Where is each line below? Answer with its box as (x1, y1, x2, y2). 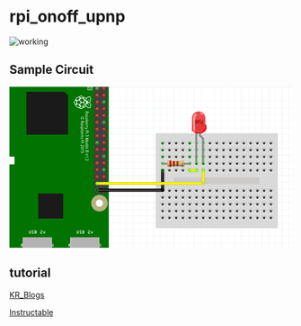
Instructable (9, 306, 54, 317)
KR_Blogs (9, 289, 45, 300)
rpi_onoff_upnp (9, 6, 126, 27)
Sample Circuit (9, 62, 94, 77)
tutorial (9, 266, 51, 281)
